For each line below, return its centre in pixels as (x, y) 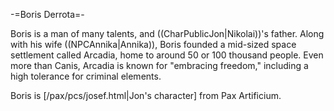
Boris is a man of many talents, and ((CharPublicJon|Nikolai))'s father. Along (167, 33)
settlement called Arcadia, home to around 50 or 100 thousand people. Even (167, 55)
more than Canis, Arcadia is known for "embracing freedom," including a (159, 65)
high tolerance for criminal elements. (86, 76)
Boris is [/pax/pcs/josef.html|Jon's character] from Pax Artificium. (146, 95)
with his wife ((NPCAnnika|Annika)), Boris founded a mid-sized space (153, 44)
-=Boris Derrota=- (47, 14)
